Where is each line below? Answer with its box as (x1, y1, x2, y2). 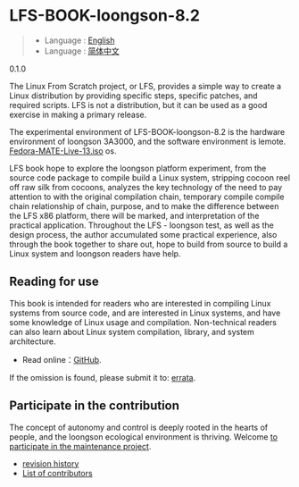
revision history (21, 458, 79, 469)
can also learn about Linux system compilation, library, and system (9, 326, 254, 337)
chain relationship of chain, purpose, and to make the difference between (9, 200, 279, 211)
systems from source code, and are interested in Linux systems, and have (9, 307, 281, 318)
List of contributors (21, 467, 93, 478)
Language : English (44, 35, 115, 46)
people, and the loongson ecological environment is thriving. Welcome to (9, 431, 278, 442)
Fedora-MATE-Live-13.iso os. (9, 145, 117, 156)
